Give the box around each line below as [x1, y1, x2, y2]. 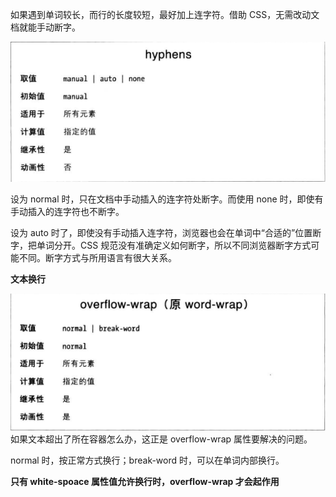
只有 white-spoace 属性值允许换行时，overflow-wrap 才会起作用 [10, 476, 280, 488]
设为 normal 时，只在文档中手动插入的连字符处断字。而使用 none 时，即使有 [10, 193, 324, 205]
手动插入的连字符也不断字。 [10, 206, 125, 217]
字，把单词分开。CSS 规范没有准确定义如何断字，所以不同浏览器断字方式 [10, 239, 312, 251]
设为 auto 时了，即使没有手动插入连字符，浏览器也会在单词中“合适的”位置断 [10, 227, 322, 238]
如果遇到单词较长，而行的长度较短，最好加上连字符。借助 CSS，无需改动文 [10, 9, 320, 20]
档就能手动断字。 [10, 21, 81, 33]
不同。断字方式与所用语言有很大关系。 [18, 252, 177, 263]
